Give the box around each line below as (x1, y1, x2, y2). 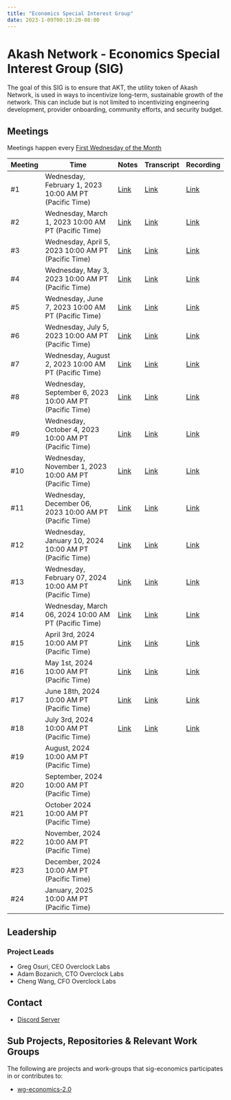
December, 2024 (45, 857, 101, 866)
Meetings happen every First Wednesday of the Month (7, 144, 162, 152)
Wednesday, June (45, 294, 104, 304)
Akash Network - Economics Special (7, 46, 220, 62)
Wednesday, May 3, (45, 266, 109, 276)
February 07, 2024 (45, 573, 107, 583)
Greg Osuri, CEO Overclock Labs (16, 962, 111, 971)
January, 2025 (45, 886, 93, 895)
